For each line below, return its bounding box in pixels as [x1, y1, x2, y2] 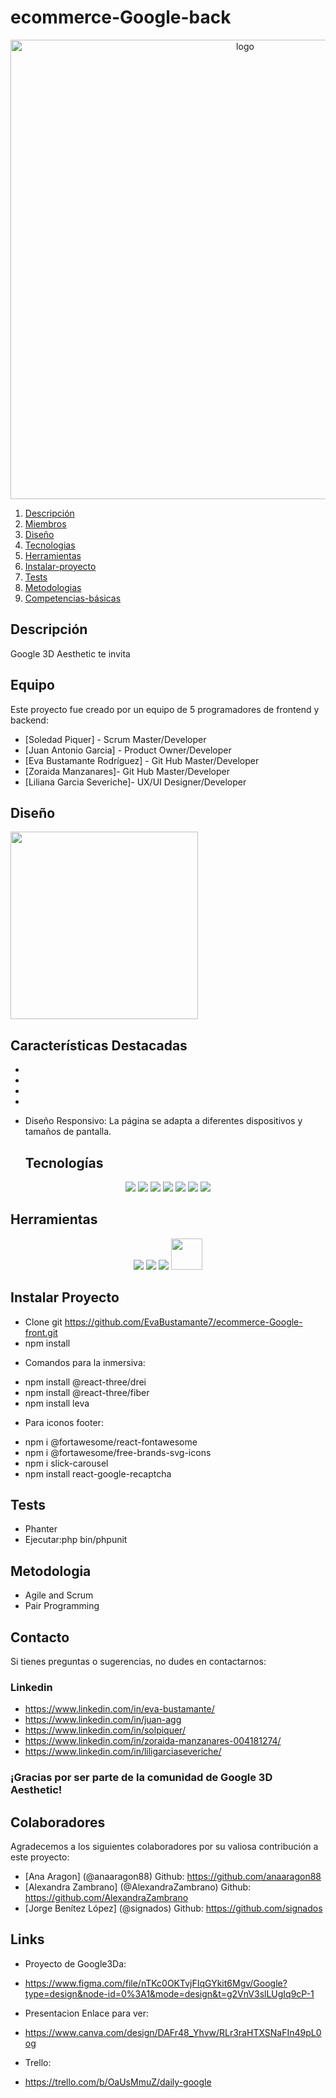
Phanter [24, 1523, 58, 1535]
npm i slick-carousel [24, 1457, 109, 1469]
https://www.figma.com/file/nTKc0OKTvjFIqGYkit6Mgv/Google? [24, 1977, 288, 1989]
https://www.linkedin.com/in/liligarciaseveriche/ [24, 1746, 222, 1758]
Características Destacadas [10, 1037, 188, 1054]
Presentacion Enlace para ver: [24, 2007, 149, 2019]
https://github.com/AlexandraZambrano [24, 1892, 189, 1904]
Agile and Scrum [24, 1589, 94, 1601]
